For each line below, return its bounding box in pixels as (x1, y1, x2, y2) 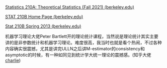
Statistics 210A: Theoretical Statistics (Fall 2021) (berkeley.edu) (5, 4, 135, 10)
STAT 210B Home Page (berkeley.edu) (5, 14, 83, 19)
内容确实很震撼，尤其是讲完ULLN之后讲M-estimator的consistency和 (5, 46, 145, 51)
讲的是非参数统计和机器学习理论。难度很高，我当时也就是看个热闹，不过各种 (5, 39, 162, 45)
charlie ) (5, 58, 21, 63)
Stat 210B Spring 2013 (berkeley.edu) (5, 23, 82, 29)
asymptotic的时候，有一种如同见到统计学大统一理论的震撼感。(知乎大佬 (5, 52, 152, 58)
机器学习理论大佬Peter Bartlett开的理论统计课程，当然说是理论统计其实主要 (5, 34, 159, 39)
